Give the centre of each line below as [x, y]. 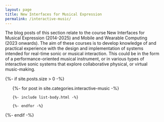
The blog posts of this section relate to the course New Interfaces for [75, 33]
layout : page [18, 10]
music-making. [20, 69]
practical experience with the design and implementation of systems [74, 48]
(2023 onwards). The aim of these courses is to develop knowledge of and [81, 43]
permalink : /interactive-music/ [38, 19]
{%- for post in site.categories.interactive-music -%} [66, 89]
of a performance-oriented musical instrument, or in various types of [75, 59]
